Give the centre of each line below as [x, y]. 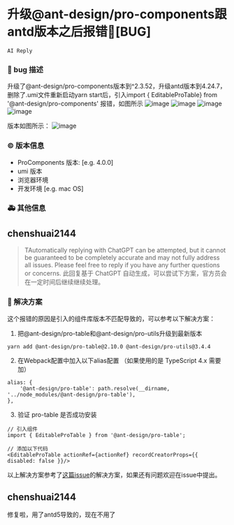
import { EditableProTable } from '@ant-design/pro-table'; [97, 435]
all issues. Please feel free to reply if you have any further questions [122, 265]
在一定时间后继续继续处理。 [64, 282]
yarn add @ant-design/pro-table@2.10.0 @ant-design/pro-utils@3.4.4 [109, 346]
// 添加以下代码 [28, 449]
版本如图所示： [29, 126]
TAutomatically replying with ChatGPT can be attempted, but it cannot [125, 250]
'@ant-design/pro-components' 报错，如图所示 [75, 104]
